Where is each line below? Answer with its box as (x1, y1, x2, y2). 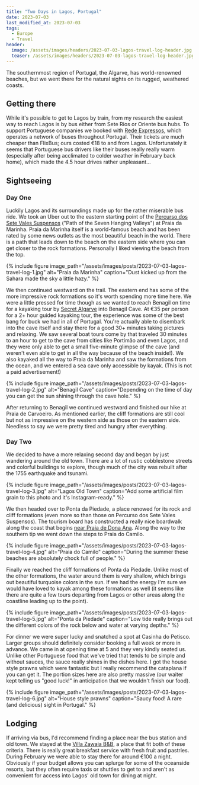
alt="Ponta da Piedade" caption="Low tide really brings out (47, 616, 192, 623)
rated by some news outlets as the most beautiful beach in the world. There (6, 232, 191, 239)
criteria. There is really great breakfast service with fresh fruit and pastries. (6, 747, 190, 754)
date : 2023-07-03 (6, 14, 49, 20)
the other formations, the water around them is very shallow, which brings (6, 572, 187, 579)
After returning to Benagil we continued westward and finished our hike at (6, 404, 187, 411)
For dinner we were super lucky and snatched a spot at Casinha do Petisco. (6, 633, 191, 640)
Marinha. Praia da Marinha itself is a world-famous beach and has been (6, 226, 181, 233)
